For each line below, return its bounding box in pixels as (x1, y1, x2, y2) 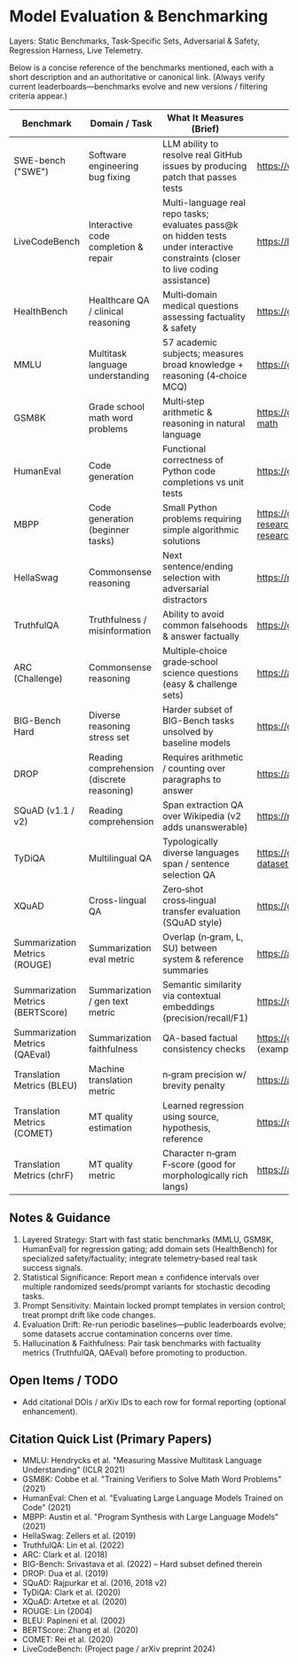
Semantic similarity (162, 978, 242, 990)
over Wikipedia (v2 (162, 809, 242, 822)
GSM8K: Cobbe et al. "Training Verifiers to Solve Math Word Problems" (21, 1474, 282, 1485)
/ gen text (88, 995, 129, 1007)
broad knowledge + (162, 358, 244, 370)
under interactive (162, 240, 233, 253)
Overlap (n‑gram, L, (162, 930, 244, 942)
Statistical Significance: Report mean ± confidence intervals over (21, 1272, 260, 1282)
